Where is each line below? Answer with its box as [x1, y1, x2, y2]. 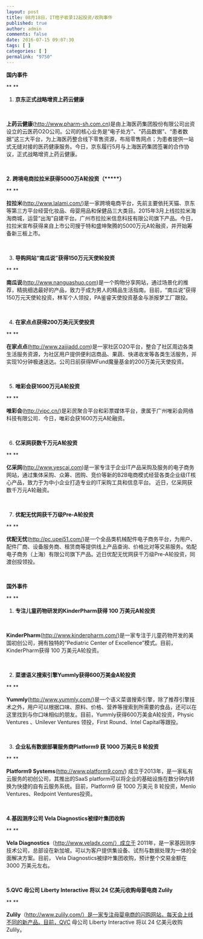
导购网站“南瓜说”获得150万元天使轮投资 [14, 254, 115, 261]
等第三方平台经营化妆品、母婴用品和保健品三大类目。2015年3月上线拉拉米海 [6, 207, 196, 214]
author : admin [6, 25, 42, 32]
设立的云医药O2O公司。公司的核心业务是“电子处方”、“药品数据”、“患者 [6, 127, 183, 135]
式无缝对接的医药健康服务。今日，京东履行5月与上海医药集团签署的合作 [6, 143, 184, 150]
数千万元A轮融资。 [6, 486, 53, 493]
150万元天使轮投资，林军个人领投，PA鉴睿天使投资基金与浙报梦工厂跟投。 [6, 293, 192, 301]
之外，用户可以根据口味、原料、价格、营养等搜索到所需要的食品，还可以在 [11, 703, 197, 710]
